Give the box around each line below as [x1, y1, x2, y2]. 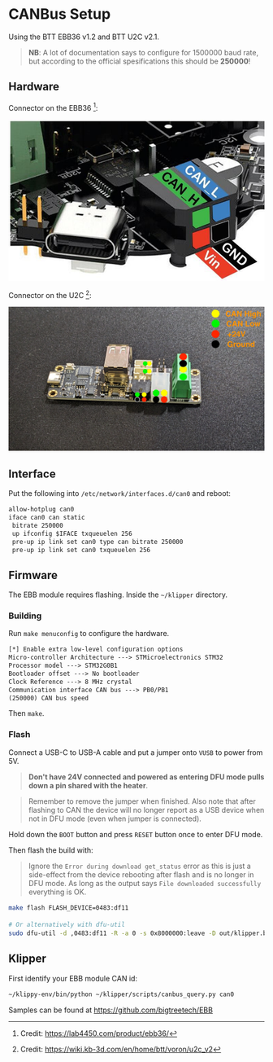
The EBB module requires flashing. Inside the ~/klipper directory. [8, 590, 227, 599]
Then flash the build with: [8, 845, 93, 855]
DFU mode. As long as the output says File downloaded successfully [28, 878, 262, 888]
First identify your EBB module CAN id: [8, 973, 138, 983]
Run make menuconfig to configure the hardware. [8, 629, 170, 639]
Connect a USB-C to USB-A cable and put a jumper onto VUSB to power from [8, 747, 263, 757]
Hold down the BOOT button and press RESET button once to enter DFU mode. [8, 829, 263, 839]
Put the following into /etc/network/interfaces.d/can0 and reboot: [8, 489, 232, 498]
